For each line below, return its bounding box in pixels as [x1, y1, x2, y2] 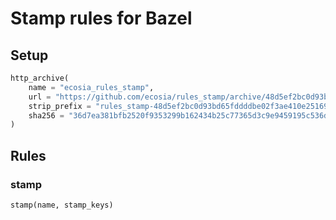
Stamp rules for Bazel [10, 7, 193, 30]
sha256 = [28, 110, 65, 121]
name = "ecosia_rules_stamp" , [28, 82, 155, 92]
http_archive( [10, 73, 70, 83]
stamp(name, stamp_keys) [10, 200, 114, 210]
